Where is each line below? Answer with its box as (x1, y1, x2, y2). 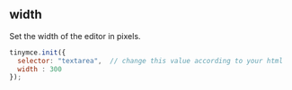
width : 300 (17, 64, 63, 74)
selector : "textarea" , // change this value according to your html (17, 56, 283, 65)
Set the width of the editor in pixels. (9, 30, 141, 41)
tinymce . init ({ (9, 48, 66, 57)
